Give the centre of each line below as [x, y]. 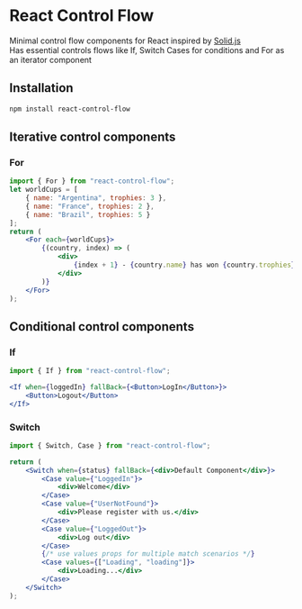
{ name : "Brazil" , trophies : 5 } [88, 214]
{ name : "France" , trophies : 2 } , [90, 206]
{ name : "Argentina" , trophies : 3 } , [96, 198]
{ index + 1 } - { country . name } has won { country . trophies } [184, 265]
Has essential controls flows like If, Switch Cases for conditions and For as [147, 50]
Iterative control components [93, 137]
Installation [41, 88]
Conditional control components [102, 327]
